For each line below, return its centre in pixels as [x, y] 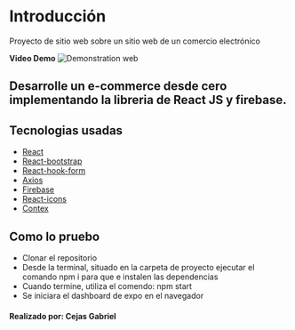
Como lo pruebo [55, 236]
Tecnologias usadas [66, 130]
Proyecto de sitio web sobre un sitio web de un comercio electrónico [135, 41]
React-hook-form [54, 171]
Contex [35, 209]
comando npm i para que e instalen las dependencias [120, 277]
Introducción [58, 16]
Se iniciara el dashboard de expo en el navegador [113, 295]
